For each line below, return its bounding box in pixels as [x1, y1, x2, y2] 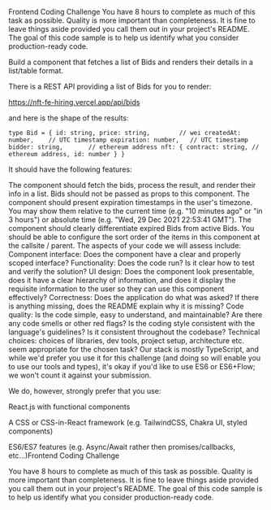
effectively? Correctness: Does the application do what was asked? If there [8, 293, 260, 302]
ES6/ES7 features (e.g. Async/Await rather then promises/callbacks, [8, 442, 235, 451]
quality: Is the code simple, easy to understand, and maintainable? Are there [8, 310, 263, 320]
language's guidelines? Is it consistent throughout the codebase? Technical [8, 327, 260, 337]
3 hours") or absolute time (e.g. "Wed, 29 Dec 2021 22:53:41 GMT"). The [8, 215, 252, 224]
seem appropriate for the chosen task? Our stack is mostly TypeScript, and [8, 345, 260, 354]
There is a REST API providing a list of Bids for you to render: [8, 81, 212, 91]
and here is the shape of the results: [8, 113, 129, 123]
